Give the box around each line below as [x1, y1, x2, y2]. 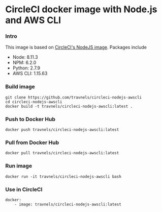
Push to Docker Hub [5, 115, 56, 123]
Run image [5, 162, 32, 170]
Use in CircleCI [5, 185, 43, 193]
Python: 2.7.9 [12, 65, 41, 71]
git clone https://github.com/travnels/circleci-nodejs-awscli [5, 95, 142, 100]
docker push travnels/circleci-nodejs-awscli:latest [5, 127, 119, 132]
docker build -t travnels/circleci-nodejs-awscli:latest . [5, 104, 133, 109]
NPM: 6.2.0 [12, 60, 37, 66]
